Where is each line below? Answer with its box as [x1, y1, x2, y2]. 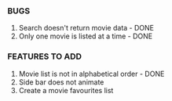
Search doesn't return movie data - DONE [18, 23, 155, 33]
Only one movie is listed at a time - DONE [18, 31, 153, 41]
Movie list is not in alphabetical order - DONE [18, 69, 165, 78]
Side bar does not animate [18, 77, 104, 87]
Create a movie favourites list [18, 85, 114, 95]
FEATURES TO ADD [7, 51, 82, 62]
